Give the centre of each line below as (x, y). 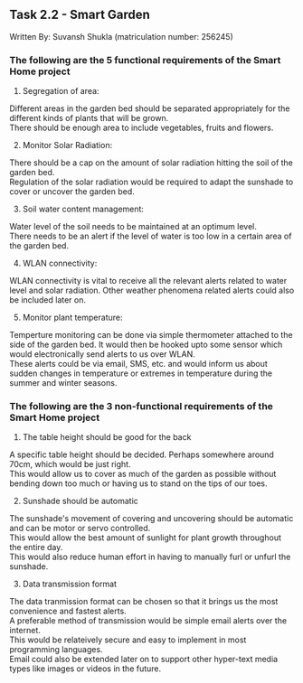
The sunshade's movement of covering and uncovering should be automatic (151, 519)
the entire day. (36, 547)
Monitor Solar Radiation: (67, 145)
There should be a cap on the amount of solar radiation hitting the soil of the (151, 163)
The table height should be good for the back (107, 437)
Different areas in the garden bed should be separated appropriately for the (150, 108)
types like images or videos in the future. (85, 669)
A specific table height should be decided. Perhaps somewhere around (142, 454)
